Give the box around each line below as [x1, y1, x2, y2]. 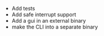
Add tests [11, 5, 35, 12]
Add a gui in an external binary [11, 17, 86, 24]
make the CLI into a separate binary [11, 23, 98, 30]
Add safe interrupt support [11, 11, 76, 18]
